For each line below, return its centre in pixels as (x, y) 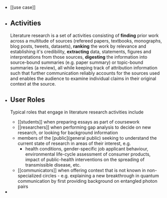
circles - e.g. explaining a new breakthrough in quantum (101, 175)
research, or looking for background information (68, 132)
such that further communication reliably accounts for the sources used (85, 73)
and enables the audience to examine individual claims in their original (83, 78)
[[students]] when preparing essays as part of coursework (79, 122)
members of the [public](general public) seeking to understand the (87, 138)
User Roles (28, 100)
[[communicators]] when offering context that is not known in (81, 170)
